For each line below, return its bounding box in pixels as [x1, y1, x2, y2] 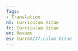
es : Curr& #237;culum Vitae [6, 36, 72, 42]
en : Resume [6, 30, 33, 36]
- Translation [6, 14, 41, 20]
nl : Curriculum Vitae [6, 19, 59, 25]
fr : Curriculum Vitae [6, 25, 59, 31]
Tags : [6, 8, 19, 15]
